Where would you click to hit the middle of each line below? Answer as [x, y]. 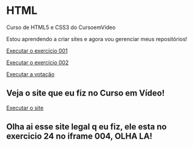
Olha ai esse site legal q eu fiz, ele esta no [86, 127]
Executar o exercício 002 [37, 62]
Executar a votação [30, 74]
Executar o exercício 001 [37, 51]
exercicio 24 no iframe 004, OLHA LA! [80, 136]
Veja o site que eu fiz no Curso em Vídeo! [86, 93]
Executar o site [25, 108]
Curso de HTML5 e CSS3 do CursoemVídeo [61, 27]
